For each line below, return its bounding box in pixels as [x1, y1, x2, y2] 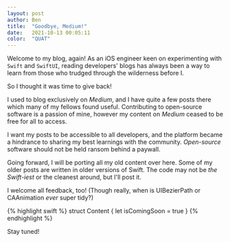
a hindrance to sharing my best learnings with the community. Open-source [7, 138, 221, 146]
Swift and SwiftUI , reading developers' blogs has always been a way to [7, 62, 210, 70]
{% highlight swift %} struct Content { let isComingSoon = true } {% [7, 207, 198, 215]
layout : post [7, 10, 45, 17]
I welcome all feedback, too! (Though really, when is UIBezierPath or [7, 186, 201, 195]
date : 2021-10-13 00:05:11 [7, 29, 91, 36]
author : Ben [7, 16, 41, 23]
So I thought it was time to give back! [7, 82, 112, 90]
